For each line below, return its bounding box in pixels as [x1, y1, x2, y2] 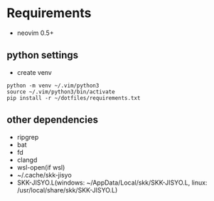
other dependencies [6, 114, 99, 126]
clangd [16, 155, 38, 164]
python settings [6, 49, 79, 61]
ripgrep [16, 133, 39, 141]
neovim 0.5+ [16, 29, 54, 37]
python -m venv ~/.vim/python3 [6, 82, 100, 89]
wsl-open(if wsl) [16, 163, 65, 172]
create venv [16, 68, 53, 76]
